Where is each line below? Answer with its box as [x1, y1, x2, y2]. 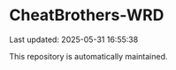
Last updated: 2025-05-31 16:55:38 [9, 34, 139, 45]
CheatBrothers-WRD [9, 5, 165, 25]
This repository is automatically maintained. [9, 51, 168, 61]
